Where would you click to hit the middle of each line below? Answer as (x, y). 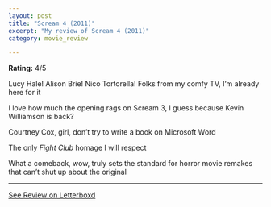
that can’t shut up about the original (68, 172)
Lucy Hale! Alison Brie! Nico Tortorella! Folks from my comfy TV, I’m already (134, 84)
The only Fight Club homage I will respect (77, 148)
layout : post (30, 16)
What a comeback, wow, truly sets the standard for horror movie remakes (131, 164)
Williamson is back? (41, 117)
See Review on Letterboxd (52, 195)
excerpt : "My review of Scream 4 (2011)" (79, 31)
